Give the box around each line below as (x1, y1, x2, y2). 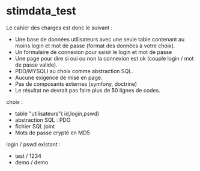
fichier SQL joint (14, 122, 55, 130)
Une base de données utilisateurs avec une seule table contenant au (14, 35, 185, 43)
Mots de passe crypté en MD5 (14, 129, 90, 136)
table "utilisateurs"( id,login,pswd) (14, 110, 100, 117)
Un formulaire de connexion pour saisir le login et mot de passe (14, 48, 172, 55)
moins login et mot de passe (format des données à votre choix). (14, 42, 175, 49)
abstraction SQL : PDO (14, 116, 71, 124)
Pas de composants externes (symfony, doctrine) (14, 80, 137, 88)
